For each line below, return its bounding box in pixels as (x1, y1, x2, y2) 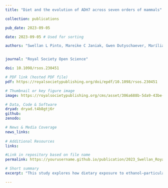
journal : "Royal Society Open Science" (5, 57, 88, 62)
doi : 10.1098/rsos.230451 (5, 66, 59, 71)
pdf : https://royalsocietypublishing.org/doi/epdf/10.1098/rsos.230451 (5, 79, 157, 84)
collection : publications (5, 16, 59, 21)
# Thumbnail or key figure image (5, 88, 75, 93)
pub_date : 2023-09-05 (5, 25, 50, 30)
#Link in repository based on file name (5, 153, 91, 158)
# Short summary (5, 166, 39, 171)
